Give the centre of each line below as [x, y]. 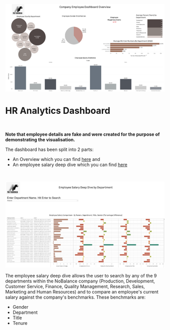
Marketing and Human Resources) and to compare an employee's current [82, 292]
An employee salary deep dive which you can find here [70, 165]
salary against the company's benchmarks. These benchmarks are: [75, 297]
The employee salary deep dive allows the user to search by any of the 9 [81, 275]
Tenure [20, 323]
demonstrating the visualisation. [40, 140]
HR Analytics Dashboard [58, 111]
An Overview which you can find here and [56, 159]
